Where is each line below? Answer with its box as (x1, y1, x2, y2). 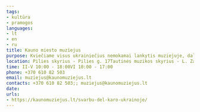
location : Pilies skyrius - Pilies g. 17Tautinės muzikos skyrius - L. (6, 58, 187, 64)
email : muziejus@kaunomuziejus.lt (6, 75, 92, 81)
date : (6, 86, 20, 92)
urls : (6, 91, 20, 97)
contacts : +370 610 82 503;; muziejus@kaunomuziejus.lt (6, 81, 148, 87)
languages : (6, 25, 33, 31)
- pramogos (6, 20, 33, 25)
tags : (6, 8, 20, 15)
